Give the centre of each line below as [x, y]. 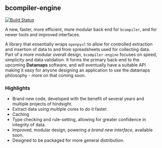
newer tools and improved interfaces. [43, 34]
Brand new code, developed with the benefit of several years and [78, 99]
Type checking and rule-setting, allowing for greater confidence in [79, 120]
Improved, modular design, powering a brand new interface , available [82, 130]
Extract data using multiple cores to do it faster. [60, 109]
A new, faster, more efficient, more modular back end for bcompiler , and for [81, 29]
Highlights [18, 88]
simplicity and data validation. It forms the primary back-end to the [72, 60]
